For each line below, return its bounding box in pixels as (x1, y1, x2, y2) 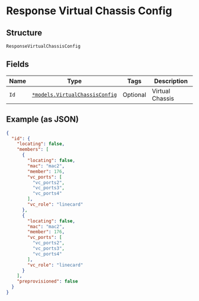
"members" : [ (17, 147, 49, 153)
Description (153, 77, 188, 85)
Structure (6, 28, 43, 38)
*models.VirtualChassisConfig (31, 91, 117, 98)
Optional (122, 90, 146, 99)
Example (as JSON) (6, 114, 79, 125)
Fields (6, 59, 30, 69)
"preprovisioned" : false (17, 279, 78, 284)
